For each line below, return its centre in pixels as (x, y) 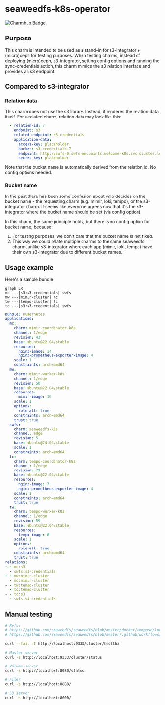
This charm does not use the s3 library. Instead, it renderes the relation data (82, 112)
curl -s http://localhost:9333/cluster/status (54, 657)
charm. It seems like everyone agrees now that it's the (81, 206)
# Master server (22, 653)
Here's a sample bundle (29, 279)
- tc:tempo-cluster (29, 590)
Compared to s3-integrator (47, 87)
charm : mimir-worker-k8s (39, 374)
